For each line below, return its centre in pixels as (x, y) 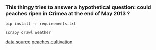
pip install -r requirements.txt (41, 24)
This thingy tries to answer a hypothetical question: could (78, 7)
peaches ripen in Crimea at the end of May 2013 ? (68, 13)
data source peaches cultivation (39, 42)
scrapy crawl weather (28, 33)
